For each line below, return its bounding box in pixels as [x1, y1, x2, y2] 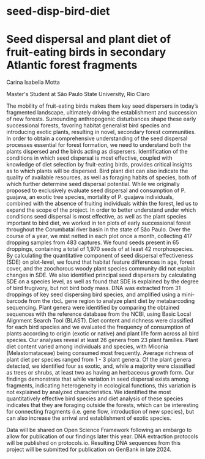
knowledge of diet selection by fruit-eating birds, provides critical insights [6, 161, 193, 168]
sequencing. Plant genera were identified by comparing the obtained [6, 304, 180, 312]
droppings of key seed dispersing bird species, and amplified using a [6, 291, 181, 298]
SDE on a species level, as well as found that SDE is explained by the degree [6, 278, 199, 285]
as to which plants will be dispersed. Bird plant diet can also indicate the [6, 167, 188, 175]
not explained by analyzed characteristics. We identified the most [6, 389, 171, 396]
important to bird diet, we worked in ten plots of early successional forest [6, 219, 191, 227]
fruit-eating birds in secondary [6, 45, 166, 59]
